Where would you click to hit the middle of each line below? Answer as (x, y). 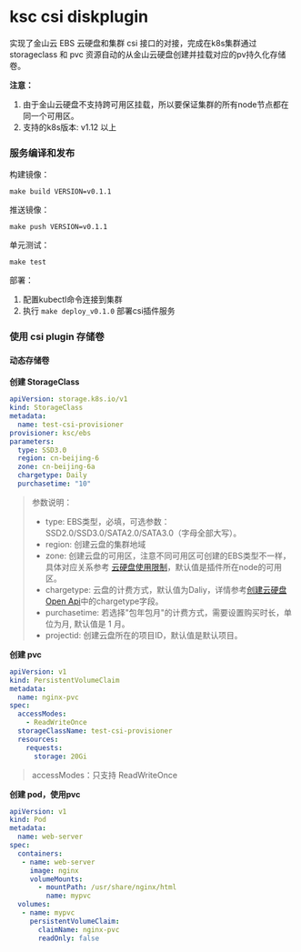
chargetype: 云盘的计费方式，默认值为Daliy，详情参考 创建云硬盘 (166, 589)
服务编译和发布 (42, 153)
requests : (45, 747)
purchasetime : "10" (55, 484)
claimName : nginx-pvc (79, 929)
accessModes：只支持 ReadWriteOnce (105, 775)
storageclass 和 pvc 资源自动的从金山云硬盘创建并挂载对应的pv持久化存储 (148, 54)
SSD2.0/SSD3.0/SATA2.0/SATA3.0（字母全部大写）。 (143, 533)
